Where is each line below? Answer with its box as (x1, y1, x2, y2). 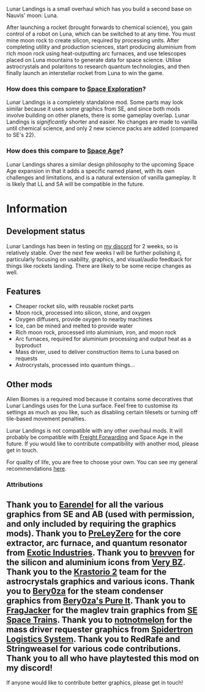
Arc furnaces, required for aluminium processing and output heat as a (15, 335, 192, 343)
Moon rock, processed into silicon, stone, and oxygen (15, 309, 151, 317)
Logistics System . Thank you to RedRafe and (6, 634, 181, 644)
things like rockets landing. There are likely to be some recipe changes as (6, 262, 192, 269)
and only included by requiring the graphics (6, 519, 176, 529)
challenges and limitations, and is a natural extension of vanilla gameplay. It (6, 173, 196, 181)
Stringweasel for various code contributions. (6, 643, 181, 654)
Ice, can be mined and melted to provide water (15, 322, 133, 329)
